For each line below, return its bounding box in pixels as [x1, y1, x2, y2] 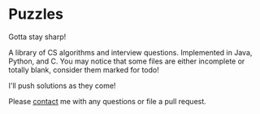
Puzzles [8, 5, 63, 24]
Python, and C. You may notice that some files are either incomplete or [8, 56, 245, 66]
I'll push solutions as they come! [8, 81, 116, 90]
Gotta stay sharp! [8, 32, 67, 42]
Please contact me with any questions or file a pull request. [8, 96, 207, 106]
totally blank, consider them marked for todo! [8, 64, 160, 74]
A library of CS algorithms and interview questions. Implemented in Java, [8, 47, 253, 57]
